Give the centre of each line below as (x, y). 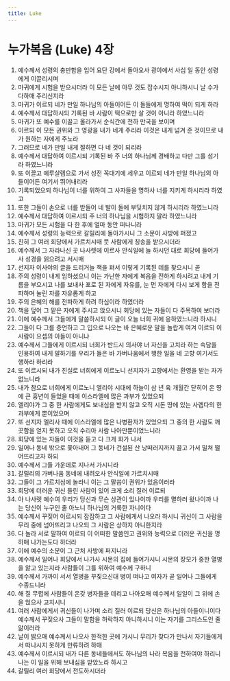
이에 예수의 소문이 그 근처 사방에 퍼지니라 (73, 551)
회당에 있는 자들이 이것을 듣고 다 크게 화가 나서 (80, 439)
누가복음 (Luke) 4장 (61, 49)
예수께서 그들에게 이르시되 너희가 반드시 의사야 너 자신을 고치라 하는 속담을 (117, 345)
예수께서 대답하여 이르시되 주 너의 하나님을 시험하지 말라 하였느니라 (107, 216)
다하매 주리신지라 (41, 95)
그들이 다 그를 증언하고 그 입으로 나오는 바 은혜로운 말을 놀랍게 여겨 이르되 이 (120, 327)
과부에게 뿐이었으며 (43, 413)
